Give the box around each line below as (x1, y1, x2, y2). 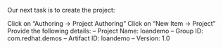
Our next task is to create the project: (7, 6, 115, 14)
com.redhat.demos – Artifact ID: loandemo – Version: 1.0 (7, 34, 170, 42)
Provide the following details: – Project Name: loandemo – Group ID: (7, 27, 204, 35)
